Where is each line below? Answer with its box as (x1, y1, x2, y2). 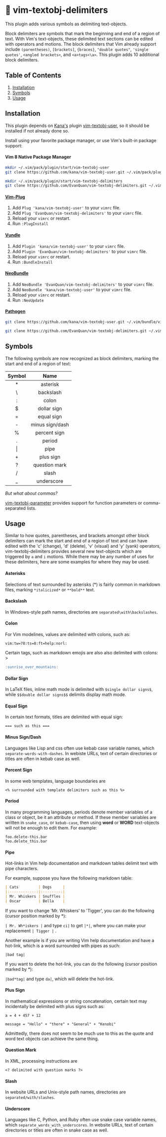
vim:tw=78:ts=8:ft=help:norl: (5, 641, 68, 646)
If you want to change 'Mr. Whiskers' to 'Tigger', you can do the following (5, 907, 155, 913)
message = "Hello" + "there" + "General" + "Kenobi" (5, 1021, 116, 1026)
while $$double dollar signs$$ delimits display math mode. (5, 692, 126, 697)
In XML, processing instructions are (5, 1058, 78, 1064)
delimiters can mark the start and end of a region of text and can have (5, 538, 148, 544)
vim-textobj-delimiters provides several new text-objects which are (5, 548, 142, 555)
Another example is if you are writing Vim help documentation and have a (5, 937, 155, 943)
